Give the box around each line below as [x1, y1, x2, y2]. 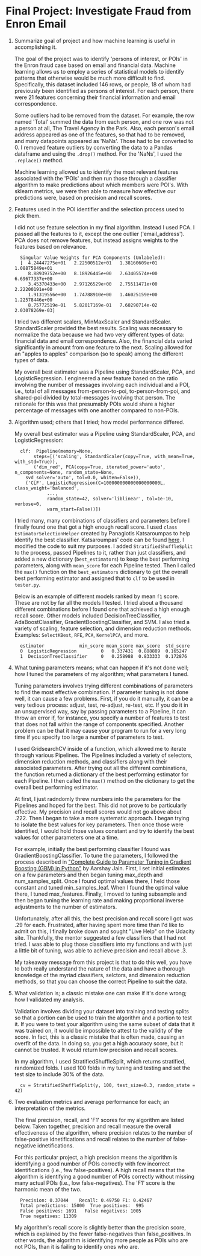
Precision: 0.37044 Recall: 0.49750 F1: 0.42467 [20, 1197, 152, 1203]
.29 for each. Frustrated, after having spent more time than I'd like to [14, 921, 184, 928]
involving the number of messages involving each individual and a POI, [14, 381, 190, 388]
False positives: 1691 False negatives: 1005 [20, 1208, 142, 1214]
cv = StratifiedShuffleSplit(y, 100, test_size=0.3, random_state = [20, 1082, 196, 1088]
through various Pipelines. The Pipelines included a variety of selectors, [14, 751, 193, 759]
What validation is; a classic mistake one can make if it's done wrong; [14, 989, 187, 996]
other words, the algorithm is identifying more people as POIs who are [14, 1236, 188, 1244]
